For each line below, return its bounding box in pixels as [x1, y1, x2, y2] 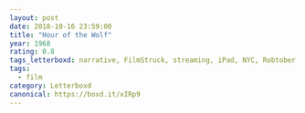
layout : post [9, 13, 59, 23]
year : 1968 [9, 38, 51, 48]
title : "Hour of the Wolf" [9, 30, 112, 39]
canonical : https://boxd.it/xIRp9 [9, 89, 142, 98]
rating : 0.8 [9, 47, 55, 56]
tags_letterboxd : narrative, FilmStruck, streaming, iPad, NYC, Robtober [9, 56, 297, 65]
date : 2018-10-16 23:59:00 [9, 22, 112, 31]
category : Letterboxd [9, 81, 92, 90]
